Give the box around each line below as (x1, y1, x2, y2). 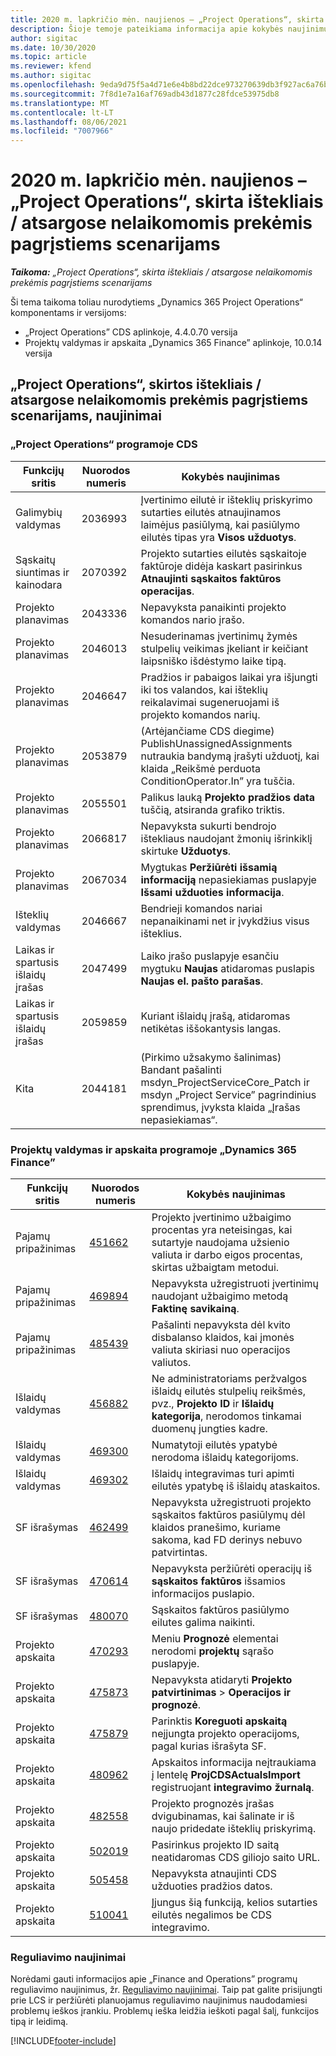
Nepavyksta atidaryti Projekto (151, 1673, 293, 1687)
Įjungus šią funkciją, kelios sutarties (151, 1896, 318, 1910)
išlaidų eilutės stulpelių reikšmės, (151, 1384, 306, 1398)
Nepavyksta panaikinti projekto (140, 600, 287, 614)
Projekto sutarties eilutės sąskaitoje (140, 546, 307, 560)
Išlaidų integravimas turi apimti (151, 1467, 295, 1481)
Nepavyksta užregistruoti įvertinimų (151, 1277, 319, 1291)
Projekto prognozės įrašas (151, 1797, 275, 1811)
